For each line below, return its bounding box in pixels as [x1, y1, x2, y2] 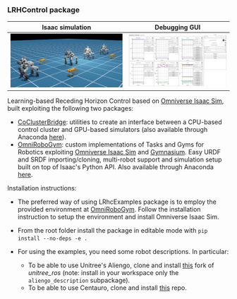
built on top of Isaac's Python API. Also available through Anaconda [17, 162, 214, 171]
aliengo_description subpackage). [28, 276, 130, 284]
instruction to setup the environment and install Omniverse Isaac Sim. [17, 212, 220, 221]
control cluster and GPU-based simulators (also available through [17, 125, 208, 133]
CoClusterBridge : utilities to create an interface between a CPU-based [17, 118, 222, 126]
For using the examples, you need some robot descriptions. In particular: [17, 247, 229, 255]
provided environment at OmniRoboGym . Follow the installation [17, 205, 201, 213]
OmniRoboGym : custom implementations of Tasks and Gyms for [17, 140, 205, 149]
